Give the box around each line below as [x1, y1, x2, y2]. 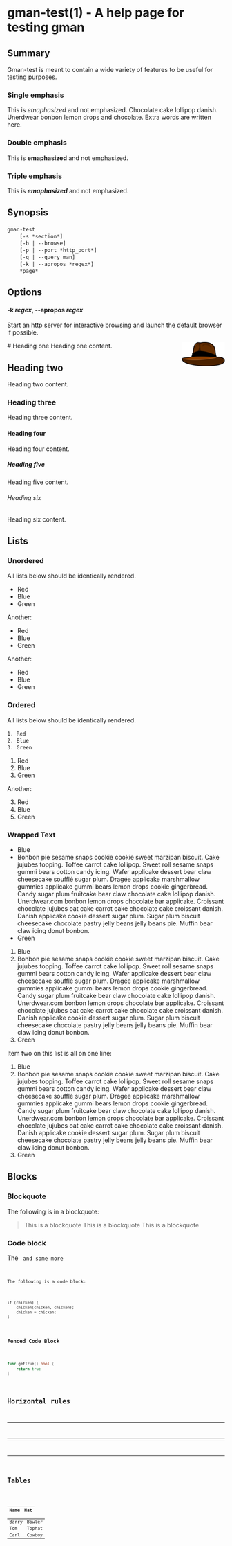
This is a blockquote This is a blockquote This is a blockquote [23, 1220, 200, 1229]
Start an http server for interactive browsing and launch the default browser [7, 321, 222, 330]
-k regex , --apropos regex [7, 305, 84, 314]
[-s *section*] [19, 233, 64, 240]
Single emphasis [7, 90, 64, 100]
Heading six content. [7, 515, 66, 524]
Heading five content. [7, 478, 69, 486]
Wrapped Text [7, 830, 56, 839]
